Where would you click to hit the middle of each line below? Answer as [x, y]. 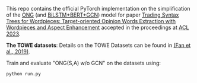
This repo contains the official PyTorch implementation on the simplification [99, 9]
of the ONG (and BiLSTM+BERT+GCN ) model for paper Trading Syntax [93, 15]
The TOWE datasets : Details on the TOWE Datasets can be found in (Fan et [99, 45]
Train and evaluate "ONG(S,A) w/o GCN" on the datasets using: [84, 63]
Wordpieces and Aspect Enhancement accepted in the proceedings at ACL [98, 27]
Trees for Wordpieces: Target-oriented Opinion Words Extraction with [91, 21]
